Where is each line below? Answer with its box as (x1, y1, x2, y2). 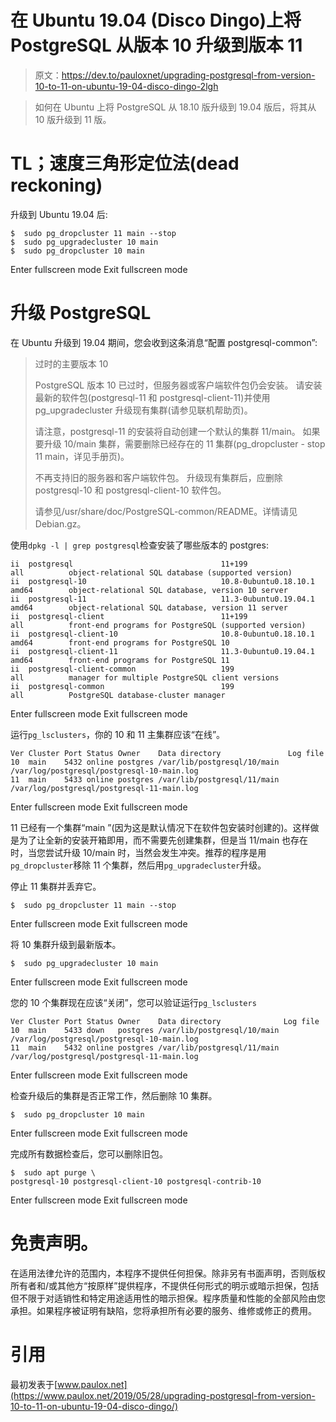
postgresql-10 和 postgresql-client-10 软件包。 (34, 484, 227, 496)
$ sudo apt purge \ (10, 1167, 97, 1178)
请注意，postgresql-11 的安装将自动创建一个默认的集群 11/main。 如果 (34, 425, 321, 437)
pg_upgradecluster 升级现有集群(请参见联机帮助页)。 (34, 404, 253, 416)
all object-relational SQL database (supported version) (10, 567, 293, 578)
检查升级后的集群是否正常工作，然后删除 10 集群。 (10, 1089, 218, 1101)
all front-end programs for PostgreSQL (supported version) (10, 620, 307, 630)
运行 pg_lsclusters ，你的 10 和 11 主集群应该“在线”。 (10, 728, 226, 740)
